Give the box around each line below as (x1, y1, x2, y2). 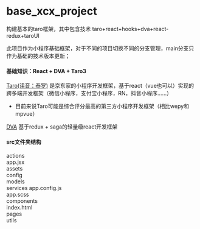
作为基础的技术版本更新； (6, 52, 71, 59)
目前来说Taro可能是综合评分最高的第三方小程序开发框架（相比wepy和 (15, 102, 190, 110)
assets (6, 165, 23, 172)
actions (6, 152, 25, 160)
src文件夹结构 (6, 138, 41, 146)
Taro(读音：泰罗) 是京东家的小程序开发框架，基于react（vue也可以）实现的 (6, 82, 195, 90)
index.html (6, 204, 33, 211)
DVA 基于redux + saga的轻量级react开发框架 (6, 123, 118, 130)
